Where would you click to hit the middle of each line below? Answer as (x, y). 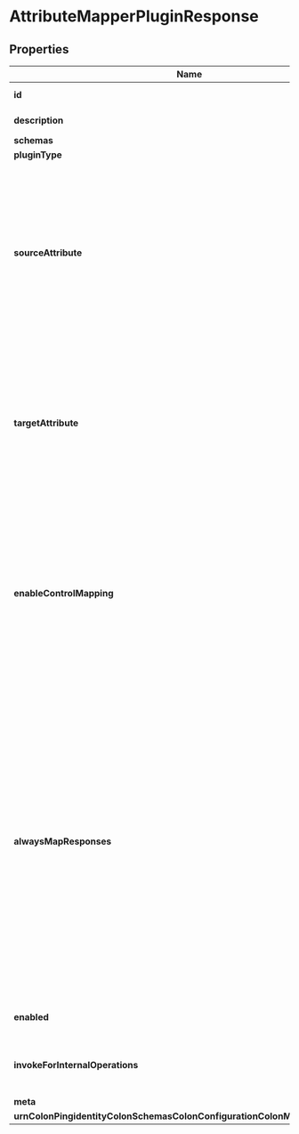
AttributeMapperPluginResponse (134, 16)
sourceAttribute (48, 253)
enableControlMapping (64, 593)
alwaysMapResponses (63, 841)
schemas (33, 140)
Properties (39, 49)
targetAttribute (46, 423)
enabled (31, 1017)
